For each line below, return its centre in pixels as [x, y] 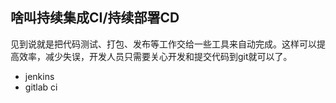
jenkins [39, 76]
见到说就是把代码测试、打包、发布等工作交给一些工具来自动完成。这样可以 [163, 44]
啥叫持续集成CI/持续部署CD [95, 18]
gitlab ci [41, 87]
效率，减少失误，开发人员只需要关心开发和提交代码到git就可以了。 [155, 56]
